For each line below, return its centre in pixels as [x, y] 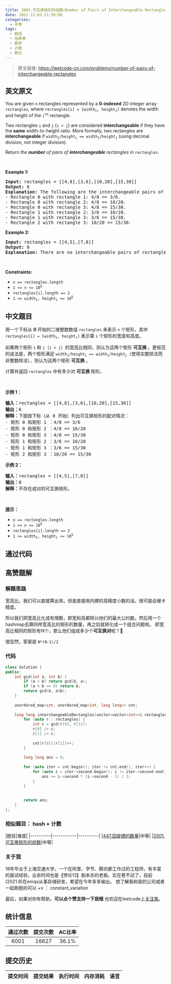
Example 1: [17, 172]
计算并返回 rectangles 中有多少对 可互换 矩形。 [55, 371]
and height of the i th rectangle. [38, 115]
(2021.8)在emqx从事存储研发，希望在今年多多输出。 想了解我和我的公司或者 [85, 882]
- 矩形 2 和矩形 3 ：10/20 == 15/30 [48, 454]
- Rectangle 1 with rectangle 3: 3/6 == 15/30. [66, 218]
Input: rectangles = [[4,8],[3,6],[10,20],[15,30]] [71, 182]
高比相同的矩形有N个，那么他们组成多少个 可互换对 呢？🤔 [64, 631]
